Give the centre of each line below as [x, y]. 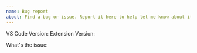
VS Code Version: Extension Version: [51, 33]
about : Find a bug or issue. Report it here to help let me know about [95, 17]
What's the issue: [27, 45]
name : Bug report [27, 11]
